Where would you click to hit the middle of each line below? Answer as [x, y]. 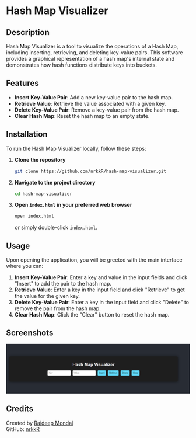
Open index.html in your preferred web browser [73, 205]
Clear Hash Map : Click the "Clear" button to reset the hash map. [92, 315]
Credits [20, 409]
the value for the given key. [47, 296]
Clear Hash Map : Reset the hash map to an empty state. [82, 116]
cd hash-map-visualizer [43, 194]
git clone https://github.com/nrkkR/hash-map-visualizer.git [90, 171]
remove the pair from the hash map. [57, 308]
